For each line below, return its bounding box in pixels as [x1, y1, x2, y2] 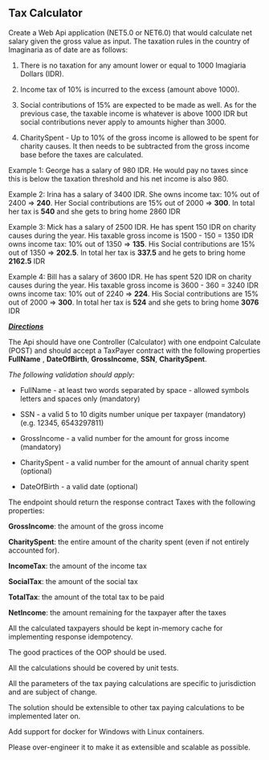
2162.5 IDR [8, 256, 46, 266]
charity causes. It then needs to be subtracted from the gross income [19, 141, 251, 151]
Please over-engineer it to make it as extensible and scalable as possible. [8, 742, 251, 752]
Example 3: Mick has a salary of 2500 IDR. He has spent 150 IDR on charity [8, 222, 257, 231]
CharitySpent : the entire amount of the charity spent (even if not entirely [8, 537, 250, 546]
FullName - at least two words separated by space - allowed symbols [19, 385, 250, 394]
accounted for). [8, 545, 60, 555]
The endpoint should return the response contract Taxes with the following [8, 497, 255, 507]
